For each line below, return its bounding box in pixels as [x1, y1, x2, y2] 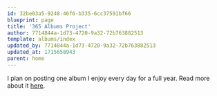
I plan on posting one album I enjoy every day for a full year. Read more [7, 74, 210, 82]
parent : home [7, 55, 45, 62]
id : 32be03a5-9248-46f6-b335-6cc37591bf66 [7, 10, 131, 17]
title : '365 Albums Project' [7, 23, 91, 30]
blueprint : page [7, 17, 54, 23]
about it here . [7, 81, 46, 90]
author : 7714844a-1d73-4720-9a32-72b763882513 [7, 29, 144, 37]
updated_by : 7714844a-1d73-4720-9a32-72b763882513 [7, 42, 156, 49]
